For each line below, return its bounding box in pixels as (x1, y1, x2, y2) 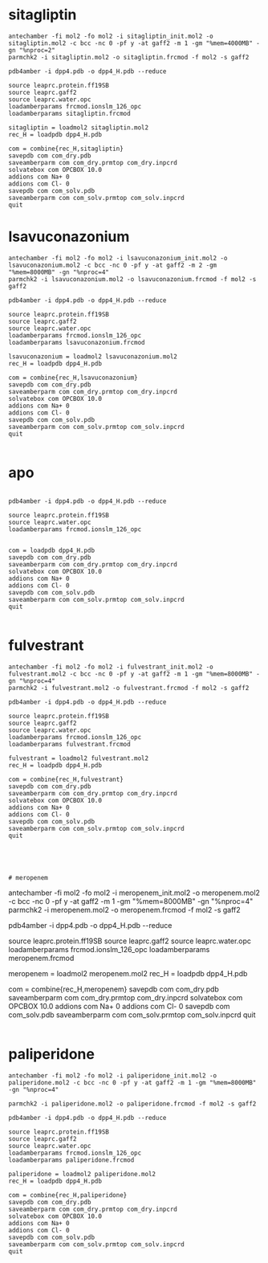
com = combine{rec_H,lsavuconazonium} (8, 374, 138, 382)
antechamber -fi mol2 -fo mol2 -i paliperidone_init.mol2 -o (8, 1071, 217, 1080)
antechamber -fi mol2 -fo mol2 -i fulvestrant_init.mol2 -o (8, 663, 214, 671)
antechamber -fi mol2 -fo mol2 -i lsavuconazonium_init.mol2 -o (8, 254, 228, 262)
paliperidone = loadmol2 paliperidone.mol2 (8, 1170, 156, 1178)
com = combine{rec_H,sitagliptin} (8, 145, 124, 153)
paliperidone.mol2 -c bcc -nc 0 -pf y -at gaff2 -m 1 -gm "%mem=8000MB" (8, 1078, 257, 1086)
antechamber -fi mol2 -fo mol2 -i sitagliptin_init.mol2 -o (8, 32, 214, 40)
